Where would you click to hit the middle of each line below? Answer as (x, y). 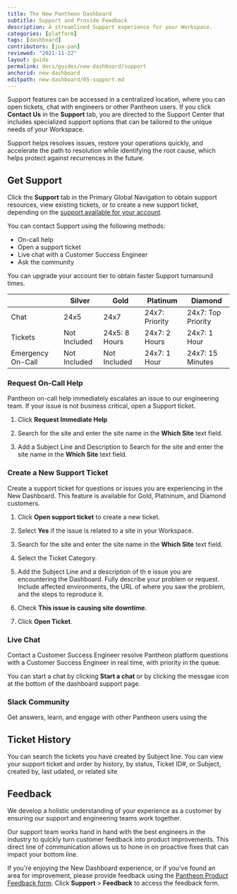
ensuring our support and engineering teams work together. (94, 818)
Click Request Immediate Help (62, 420)
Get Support (35, 180)
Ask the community (46, 262)
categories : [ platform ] (42, 34)
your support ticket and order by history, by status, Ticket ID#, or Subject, (114, 764)
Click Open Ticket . (45, 621)
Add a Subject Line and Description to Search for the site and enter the (120, 447)
